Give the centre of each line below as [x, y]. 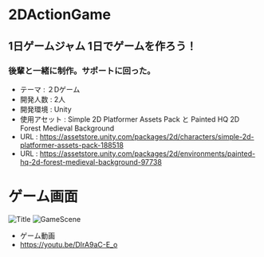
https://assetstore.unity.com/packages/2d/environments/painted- [148, 154]
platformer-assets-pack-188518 [71, 145]
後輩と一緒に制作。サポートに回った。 [82, 71]
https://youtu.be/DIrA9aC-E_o [69, 244]
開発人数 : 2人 [43, 99]
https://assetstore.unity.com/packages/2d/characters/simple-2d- [147, 136]
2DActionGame [60, 15]
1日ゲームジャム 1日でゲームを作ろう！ [102, 46]
